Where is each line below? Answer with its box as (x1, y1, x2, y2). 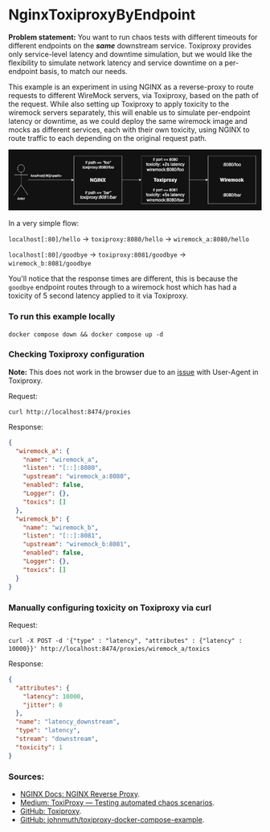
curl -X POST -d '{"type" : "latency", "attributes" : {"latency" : (8, 636, 243, 645)
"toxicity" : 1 (15, 743, 63, 752)
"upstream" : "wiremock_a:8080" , (22, 472, 131, 480)
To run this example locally (8, 311, 116, 323)
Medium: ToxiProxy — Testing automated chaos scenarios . (19, 797, 215, 807)
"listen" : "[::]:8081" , (22, 532, 103, 540)
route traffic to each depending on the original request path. (8, 133, 207, 142)
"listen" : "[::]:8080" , (22, 464, 103, 472)
